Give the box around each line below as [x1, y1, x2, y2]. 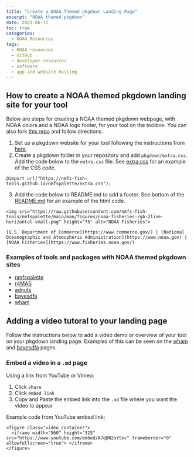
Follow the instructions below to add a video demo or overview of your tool [6, 332, 187, 339]
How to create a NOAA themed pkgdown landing [6, 91, 186, 101]
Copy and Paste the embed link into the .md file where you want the [14, 396, 178, 403]
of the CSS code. [14, 164, 56, 171]
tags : [6, 42, 19, 48]
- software [11, 63, 38, 69]
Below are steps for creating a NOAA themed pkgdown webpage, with [6, 115, 176, 122]
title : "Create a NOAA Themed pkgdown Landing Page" [6, 8, 138, 15]
